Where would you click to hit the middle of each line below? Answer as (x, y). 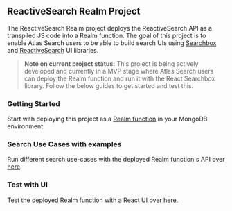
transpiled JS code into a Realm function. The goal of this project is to (107, 35)
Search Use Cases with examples (64, 144)
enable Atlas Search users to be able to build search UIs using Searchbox (112, 43)
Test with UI (28, 185)
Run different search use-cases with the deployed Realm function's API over (116, 160)
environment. (26, 126)
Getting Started (34, 103)
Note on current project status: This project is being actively (111, 64)
